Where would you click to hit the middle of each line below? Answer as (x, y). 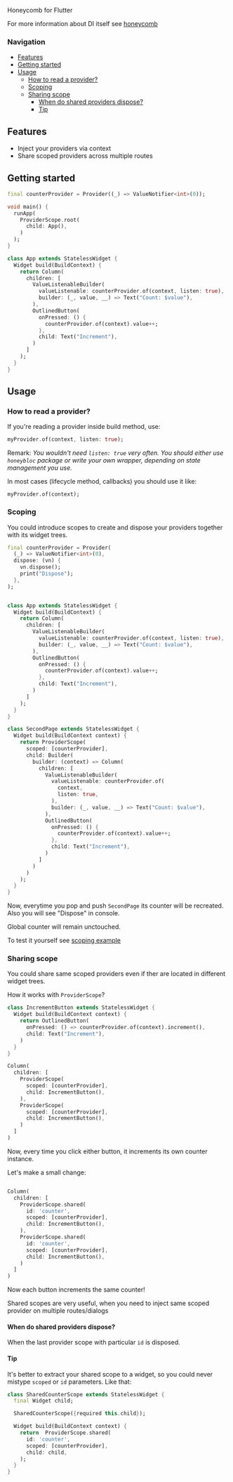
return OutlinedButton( (55, 1021)
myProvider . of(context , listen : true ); (66, 439)
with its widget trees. (38, 535)
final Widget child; (44, 1401)
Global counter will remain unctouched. (64, 927)
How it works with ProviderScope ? (56, 995)
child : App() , (47, 226)
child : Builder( (49, 755)
